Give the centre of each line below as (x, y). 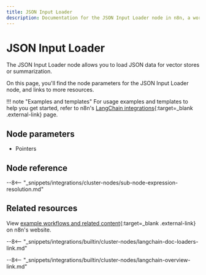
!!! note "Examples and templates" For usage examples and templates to (97, 102)
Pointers (26, 149)
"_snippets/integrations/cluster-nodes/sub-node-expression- (101, 183)
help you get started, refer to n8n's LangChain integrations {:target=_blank (100, 108)
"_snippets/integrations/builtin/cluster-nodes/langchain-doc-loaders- (111, 241)
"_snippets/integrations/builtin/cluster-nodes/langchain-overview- (107, 260)
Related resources (42, 209)
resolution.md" (25, 189)
